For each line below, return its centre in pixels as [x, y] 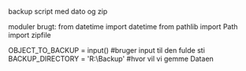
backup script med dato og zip [58, 11]
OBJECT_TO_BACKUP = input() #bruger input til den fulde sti [106, 50]
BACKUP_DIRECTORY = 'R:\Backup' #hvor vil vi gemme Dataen [111, 59]
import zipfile [30, 35]
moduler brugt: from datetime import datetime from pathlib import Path [123, 26]
